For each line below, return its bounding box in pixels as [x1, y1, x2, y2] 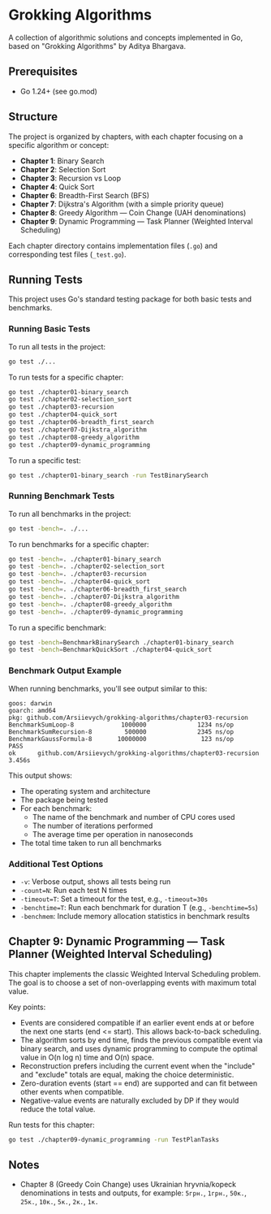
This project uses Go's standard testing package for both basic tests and [8, 294, 252, 304]
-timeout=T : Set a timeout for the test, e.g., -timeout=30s [19, 894, 209, 904]
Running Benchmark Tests [8, 490, 115, 501]
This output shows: [8, 770, 73, 780]
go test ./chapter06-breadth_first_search [8, 418, 154, 427]
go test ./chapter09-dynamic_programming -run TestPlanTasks [8, 1135, 220, 1143]
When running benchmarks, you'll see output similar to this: [8, 683, 208, 693]
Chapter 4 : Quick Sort [19, 181, 95, 192]
